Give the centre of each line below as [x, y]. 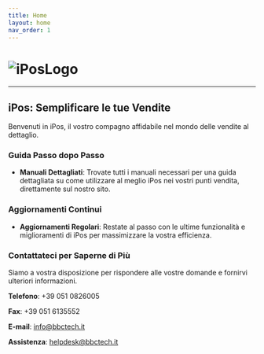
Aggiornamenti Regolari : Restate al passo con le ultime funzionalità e [132, 227]
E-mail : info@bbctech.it [46, 326]
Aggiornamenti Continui [55, 209]
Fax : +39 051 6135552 [44, 312]
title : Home [27, 15]
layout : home [29, 23]
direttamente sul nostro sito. [65, 189]
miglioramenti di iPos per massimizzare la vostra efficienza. [115, 235]
